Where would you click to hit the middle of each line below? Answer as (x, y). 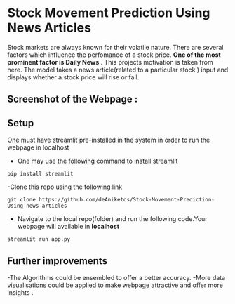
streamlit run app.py (39, 239)
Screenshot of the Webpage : (73, 99)
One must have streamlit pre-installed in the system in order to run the (109, 140)
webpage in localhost (38, 147)
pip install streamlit (40, 174)
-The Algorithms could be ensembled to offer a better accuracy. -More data (116, 277)
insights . (20, 292)
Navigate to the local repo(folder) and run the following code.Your (113, 219)
